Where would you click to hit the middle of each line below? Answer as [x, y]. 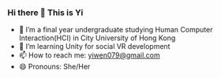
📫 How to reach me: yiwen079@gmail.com [89, 55]
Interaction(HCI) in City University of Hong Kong [97, 38]
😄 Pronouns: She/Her [54, 67]
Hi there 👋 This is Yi [45, 13]
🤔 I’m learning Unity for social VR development [94, 46]
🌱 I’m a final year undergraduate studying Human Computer [116, 30]
